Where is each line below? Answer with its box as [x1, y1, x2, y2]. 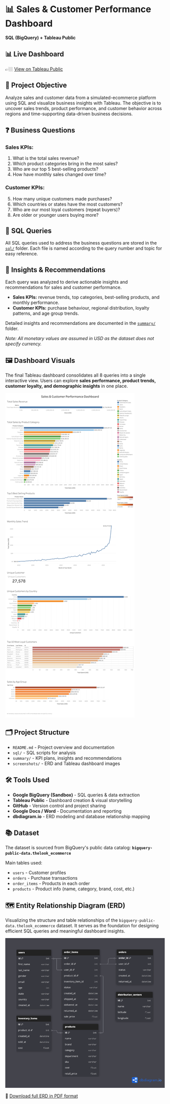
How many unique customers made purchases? [12, 195, 112, 202]
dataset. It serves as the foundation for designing [56, 923, 159, 929]
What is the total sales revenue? [12, 155, 79, 161]
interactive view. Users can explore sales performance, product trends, [5, 377, 156, 383]
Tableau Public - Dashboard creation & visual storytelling [12, 797, 133, 803]
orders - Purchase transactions [12, 875, 78, 881]
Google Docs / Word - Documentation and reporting [12, 808, 122, 814]
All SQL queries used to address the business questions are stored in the [5, 240, 157, 246]
